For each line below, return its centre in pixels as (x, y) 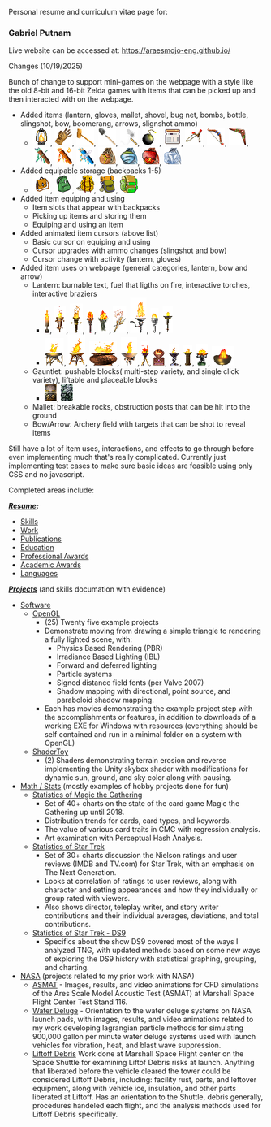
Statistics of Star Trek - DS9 (79, 933)
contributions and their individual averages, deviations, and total (152, 916)
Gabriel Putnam (40, 33)
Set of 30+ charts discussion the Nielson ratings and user (141, 856)
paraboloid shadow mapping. (105, 700)
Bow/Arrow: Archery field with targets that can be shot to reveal (139, 424)
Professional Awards (54, 557)
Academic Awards (50, 565)
